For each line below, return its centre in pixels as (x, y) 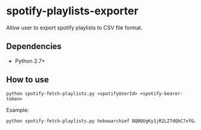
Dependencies (34, 46)
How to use (28, 80)
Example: (18, 110)
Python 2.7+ (30, 61)
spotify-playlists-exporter (72, 11)
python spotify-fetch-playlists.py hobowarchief (68, 121)
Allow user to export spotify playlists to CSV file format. (74, 28)
